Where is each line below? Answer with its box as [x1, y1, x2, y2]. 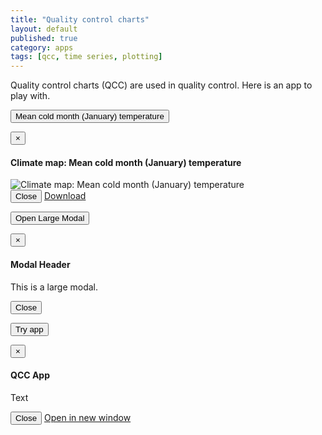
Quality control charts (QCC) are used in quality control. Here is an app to [10, 79, 313, 91]
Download [44, 190, 87, 202]
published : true [10, 33, 78, 43]
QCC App [10, 369, 51, 381]
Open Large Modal [15, 213, 85, 224]
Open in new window [44, 411, 132, 423]
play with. [10, 90, 51, 102]
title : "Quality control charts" [10, 14, 150, 25]
